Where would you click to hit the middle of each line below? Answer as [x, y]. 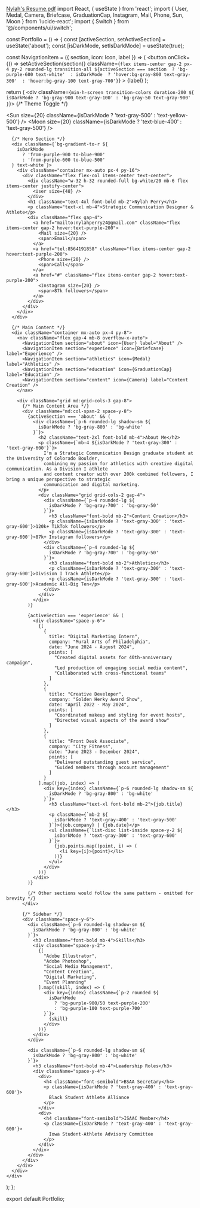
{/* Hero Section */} [39, 139]
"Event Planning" [65, 982]
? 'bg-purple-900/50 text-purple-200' [102, 1003]
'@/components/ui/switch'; [39, 28]
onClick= [179, 57]
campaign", [20, 663]
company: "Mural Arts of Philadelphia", [100, 642]
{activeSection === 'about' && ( [69, 417]
